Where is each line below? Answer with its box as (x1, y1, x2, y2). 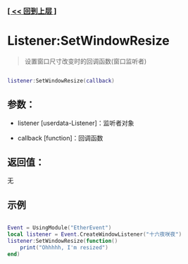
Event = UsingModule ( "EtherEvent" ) (7, 224, 112, 232)
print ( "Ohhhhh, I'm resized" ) (20, 244, 109, 251)
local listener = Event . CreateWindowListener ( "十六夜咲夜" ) (7, 231, 182, 238)
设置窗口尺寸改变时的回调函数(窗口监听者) (24, 56, 147, 65)
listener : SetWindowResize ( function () (7, 237, 118, 244)
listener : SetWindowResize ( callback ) (7, 77, 115, 84)
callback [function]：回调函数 (17, 133, 104, 142)
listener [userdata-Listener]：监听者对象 (17, 119, 134, 127)
